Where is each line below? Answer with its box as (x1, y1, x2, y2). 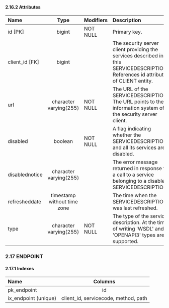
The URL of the (112, 86, 148, 93)
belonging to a (112, 178, 147, 185)
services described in (112, 52, 163, 59)
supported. (112, 238, 139, 245)
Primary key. (112, 28, 142, 35)
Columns (93, 278, 116, 285)
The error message (112, 159, 158, 166)
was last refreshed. (112, 204, 158, 211)
